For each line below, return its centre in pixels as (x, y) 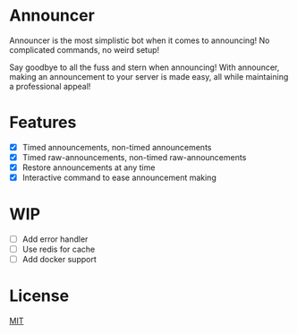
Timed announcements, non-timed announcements (117, 147)
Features (43, 123)
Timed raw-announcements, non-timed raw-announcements (134, 157)
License (39, 296)
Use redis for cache (59, 249)
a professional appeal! (50, 86)
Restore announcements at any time (89, 167)
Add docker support (59, 260)
